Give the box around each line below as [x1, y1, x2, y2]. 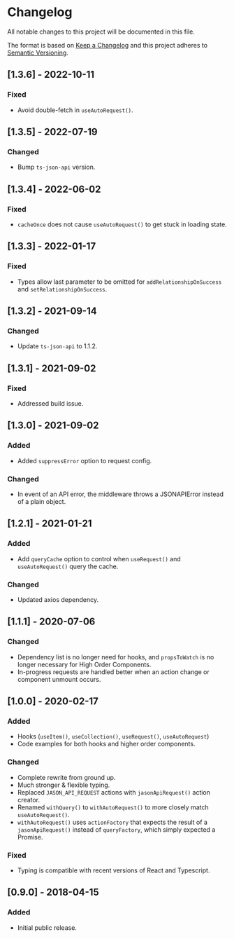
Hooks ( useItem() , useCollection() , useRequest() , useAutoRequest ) [17, 732, 210, 741]
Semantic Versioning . [7, 48, 68, 57]
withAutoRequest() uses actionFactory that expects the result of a [17, 818, 208, 826]
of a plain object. [17, 498, 66, 506]
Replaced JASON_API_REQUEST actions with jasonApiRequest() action [17, 788, 211, 796]
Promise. [17, 832, 43, 841]
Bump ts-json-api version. [17, 163, 96, 172]
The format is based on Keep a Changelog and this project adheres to [7, 41, 208, 49]
